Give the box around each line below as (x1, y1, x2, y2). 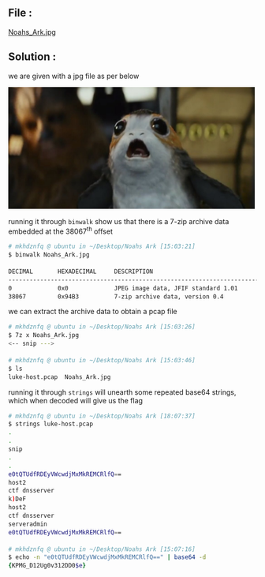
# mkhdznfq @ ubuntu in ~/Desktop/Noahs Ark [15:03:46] (8, 356, 196, 364)
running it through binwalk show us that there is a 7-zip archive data (8, 216, 230, 226)
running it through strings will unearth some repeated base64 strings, (8, 387, 237, 397)
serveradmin (8, 520, 47, 528)
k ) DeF (8, 495, 26, 504)
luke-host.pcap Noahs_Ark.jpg (8, 373, 111, 381)
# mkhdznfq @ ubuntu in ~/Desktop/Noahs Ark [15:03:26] (8, 323, 196, 331)
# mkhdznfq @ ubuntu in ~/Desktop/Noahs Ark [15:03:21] (8, 242, 196, 251)
